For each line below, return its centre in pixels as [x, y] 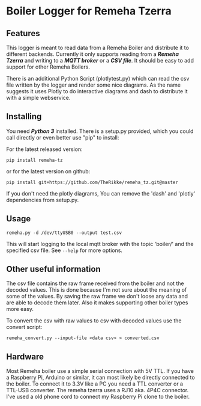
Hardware [25, 356]
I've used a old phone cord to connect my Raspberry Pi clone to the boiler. [98, 397]
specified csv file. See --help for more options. [64, 250]
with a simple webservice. [38, 98]
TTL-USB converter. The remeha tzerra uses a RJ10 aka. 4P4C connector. [97, 390]
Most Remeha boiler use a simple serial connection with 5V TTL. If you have [100, 371]
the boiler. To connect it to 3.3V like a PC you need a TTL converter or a [95, 384]
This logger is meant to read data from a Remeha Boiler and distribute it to [97, 48]
